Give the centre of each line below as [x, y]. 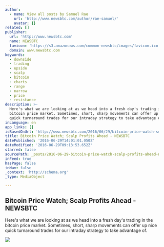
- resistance [23, 100]
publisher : [16, 32]
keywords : [15, 55]
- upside [18, 69]
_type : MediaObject [25, 177]
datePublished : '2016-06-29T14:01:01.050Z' [50, 141]
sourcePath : [17, 154]
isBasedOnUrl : [20, 132]
